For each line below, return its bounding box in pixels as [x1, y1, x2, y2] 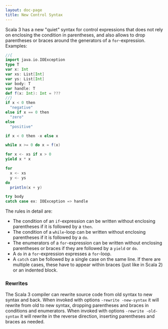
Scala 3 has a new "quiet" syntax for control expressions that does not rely [5, 26, 163, 32]
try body [5, 194, 24, 199]
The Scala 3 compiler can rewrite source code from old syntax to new [5, 292, 153, 298]
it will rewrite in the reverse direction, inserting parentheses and [20, 313, 155, 319]
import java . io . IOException [5, 57, 66, 63]
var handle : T [5, 86, 36, 91]
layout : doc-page [5, 7, 43, 13]
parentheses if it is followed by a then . [12, 223, 93, 230]
